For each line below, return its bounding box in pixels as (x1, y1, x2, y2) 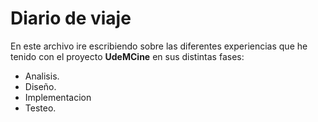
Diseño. (24, 80, 57, 92)
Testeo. (24, 102, 57, 114)
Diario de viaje (10, 7, 132, 30)
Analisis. (24, 70, 60, 82)
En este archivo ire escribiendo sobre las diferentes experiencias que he (10, 40, 308, 52)
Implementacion (24, 91, 92, 103)
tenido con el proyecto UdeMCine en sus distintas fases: (10, 50, 245, 62)
